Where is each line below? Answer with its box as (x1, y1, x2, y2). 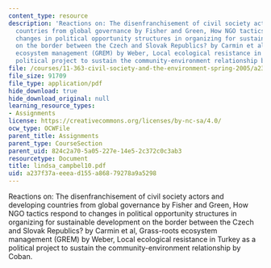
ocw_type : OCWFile (8, 124, 70, 132)
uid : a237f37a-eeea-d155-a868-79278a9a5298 (8, 170, 157, 178)
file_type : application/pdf (8, 79, 103, 87)
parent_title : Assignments (8, 132, 99, 140)
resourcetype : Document (8, 154, 89, 162)
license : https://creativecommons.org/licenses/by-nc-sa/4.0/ (8, 117, 222, 125)
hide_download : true (8, 86, 78, 95)
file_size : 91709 (8, 72, 67, 80)
